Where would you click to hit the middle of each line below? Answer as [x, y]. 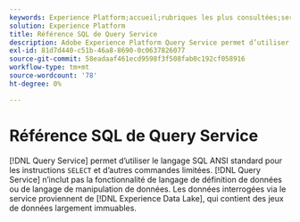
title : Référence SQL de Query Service [83, 34]
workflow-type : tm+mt [50, 68]
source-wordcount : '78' [54, 76]
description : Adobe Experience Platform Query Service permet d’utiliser [150, 42]
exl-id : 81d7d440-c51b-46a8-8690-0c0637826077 [97, 51]
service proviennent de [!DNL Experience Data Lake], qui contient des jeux [146, 198]
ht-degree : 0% [36, 84]
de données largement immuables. [73, 208]
